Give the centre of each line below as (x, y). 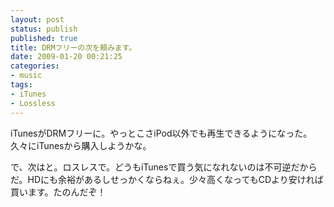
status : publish (44, 29)
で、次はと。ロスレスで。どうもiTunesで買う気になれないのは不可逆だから (164, 167)
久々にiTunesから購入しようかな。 (81, 145)
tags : (21, 85)
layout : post (37, 19)
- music (26, 76)
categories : (35, 66)
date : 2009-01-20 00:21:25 (66, 57)
